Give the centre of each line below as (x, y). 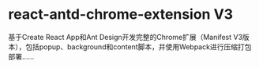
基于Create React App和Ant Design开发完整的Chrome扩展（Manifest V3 (126, 37)
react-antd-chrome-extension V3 (121, 14)
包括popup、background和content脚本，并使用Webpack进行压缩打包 (138, 47)
